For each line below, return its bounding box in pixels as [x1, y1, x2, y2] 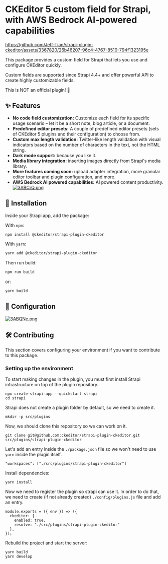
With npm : [5, 222, 24, 228]
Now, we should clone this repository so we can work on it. [5, 423, 127, 429]
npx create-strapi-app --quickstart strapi [5, 391, 98, 396]
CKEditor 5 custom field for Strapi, [5, 4, 151, 15]
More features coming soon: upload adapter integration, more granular [12, 168, 160, 174]
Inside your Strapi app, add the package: [5, 213, 89, 219]
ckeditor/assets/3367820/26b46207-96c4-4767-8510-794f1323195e [5, 47, 149, 53]
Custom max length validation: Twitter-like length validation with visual [12, 136, 161, 142]
